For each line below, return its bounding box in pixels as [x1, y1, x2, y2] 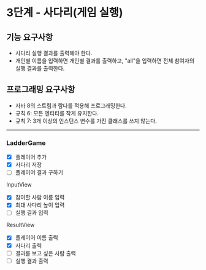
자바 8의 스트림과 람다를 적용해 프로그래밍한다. [15, 102, 127, 109]
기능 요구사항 [6, 32, 53, 42]
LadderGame [6, 139, 46, 147]
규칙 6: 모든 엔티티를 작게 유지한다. [15, 109, 99, 117]
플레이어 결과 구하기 [15, 169, 63, 176]
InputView [6, 181, 32, 188]
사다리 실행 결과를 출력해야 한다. [15, 50, 93, 56]
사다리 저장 [15, 161, 42, 169]
